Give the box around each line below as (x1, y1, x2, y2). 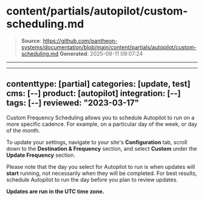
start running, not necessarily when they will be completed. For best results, (6, 170, 197, 177)
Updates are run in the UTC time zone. (6, 188, 104, 195)
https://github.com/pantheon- (42, 37, 118, 44)
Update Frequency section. (6, 151, 76, 159)
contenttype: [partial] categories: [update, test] (6, 79, 191, 89)
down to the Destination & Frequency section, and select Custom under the (6, 145, 197, 152)
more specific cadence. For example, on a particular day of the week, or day (6, 120, 197, 128)
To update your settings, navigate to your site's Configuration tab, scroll (6, 138, 188, 146)
